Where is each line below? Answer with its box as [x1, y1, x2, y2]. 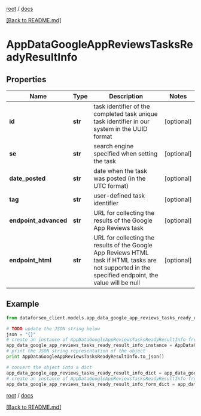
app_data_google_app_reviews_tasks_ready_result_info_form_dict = [6, 381, 175, 387]
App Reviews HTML [93, 249, 149, 257]
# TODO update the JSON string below [6, 325, 100, 332]
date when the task [93, 167, 148, 175]
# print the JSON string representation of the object [6, 348, 146, 354]
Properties [6, 74, 47, 85]
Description [109, 92, 144, 100]
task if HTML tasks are [93, 256, 157, 264]
